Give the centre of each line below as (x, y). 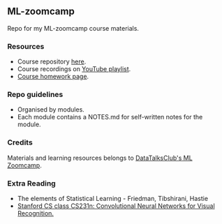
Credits (20, 142)
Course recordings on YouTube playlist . (74, 69)
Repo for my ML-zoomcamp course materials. (73, 28)
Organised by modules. (51, 110)
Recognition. (36, 213)
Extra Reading (31, 183)
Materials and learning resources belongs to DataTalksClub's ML (100, 158)
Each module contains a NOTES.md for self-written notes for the (110, 117)
